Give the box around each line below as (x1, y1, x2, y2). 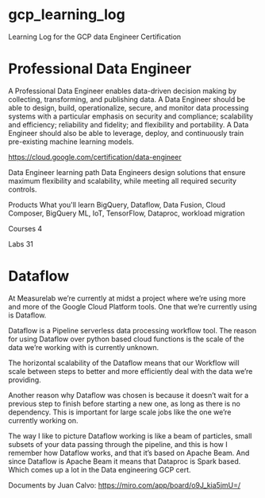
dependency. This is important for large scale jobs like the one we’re (8, 407, 232, 417)
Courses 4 (8, 224, 43, 233)
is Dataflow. (8, 310, 47, 320)
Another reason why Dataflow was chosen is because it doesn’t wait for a (8, 390, 249, 399)
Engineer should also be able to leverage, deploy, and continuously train (8, 128, 244, 138)
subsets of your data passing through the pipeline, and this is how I (8, 439, 228, 449)
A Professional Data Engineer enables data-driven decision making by (8, 86, 236, 95)
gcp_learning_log (8, 6, 125, 24)
